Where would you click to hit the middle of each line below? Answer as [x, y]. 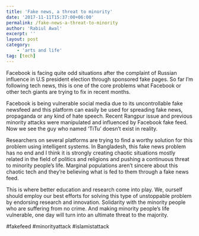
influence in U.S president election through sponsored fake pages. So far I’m [100, 79]
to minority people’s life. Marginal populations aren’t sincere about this [92, 165]
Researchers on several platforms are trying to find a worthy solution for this [99, 140]
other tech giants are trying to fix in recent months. [68, 92]
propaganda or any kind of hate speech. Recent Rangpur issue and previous [99, 116]
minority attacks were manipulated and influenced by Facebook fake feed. [97, 122]
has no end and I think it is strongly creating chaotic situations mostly [91, 153]
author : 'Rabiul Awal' [34, 28]
